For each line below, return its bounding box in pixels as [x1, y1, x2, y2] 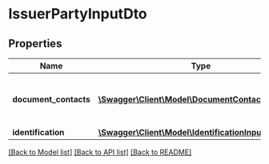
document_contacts [12, 94, 90, 105]
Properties [8, 37, 62, 50]
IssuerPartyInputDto [8, 5, 148, 23]
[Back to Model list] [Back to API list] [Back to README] [8, 147, 192, 157]
